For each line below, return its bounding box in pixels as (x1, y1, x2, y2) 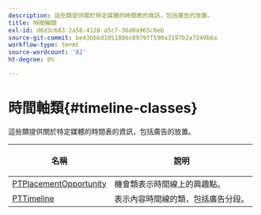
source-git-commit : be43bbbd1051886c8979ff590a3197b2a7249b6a (8, 33, 217, 42)
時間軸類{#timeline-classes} (8, 100, 198, 117)
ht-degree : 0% (8, 56, 55, 64)
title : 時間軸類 (8, 19, 57, 27)
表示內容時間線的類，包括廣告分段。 (114, 193, 249, 204)
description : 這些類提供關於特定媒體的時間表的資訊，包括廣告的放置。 (8, 11, 214, 20)
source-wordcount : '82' (8, 48, 87, 56)
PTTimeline (12, 193, 55, 204)
